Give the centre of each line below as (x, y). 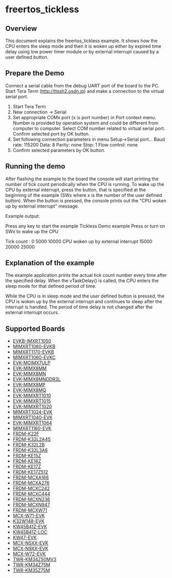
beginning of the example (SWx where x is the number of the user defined (84, 195)
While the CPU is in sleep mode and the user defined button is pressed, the (85, 296)
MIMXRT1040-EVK (33, 418)
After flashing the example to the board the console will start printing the (82, 179)
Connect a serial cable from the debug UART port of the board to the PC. (82, 85)
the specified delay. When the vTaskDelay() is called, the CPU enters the (82, 281)
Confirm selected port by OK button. (51, 134)
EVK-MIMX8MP (29, 385)
